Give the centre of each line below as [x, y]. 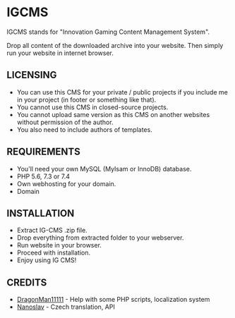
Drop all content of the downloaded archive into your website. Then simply [115, 45]
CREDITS [27, 282]
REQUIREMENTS [43, 152]
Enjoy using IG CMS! [47, 260]
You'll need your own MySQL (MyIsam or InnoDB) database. [104, 169]
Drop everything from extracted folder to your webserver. [100, 238]
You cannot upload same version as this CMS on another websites [113, 114]
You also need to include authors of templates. [84, 129]
